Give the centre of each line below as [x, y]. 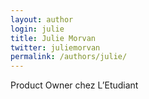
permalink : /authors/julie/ [69, 57]
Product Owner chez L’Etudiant [74, 85]
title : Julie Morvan [53, 38]
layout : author [42, 19]
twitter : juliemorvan [55, 47]
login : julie [37, 29]
